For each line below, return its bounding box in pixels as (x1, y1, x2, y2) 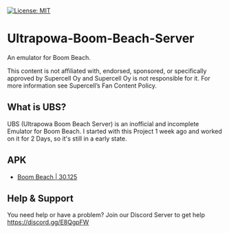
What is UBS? (7, 101, 67, 113)
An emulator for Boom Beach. (7, 53, 91, 61)
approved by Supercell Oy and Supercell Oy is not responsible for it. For (7, 74, 211, 82)
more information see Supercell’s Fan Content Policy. (7, 81, 157, 90)
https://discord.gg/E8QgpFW (7, 218, 89, 227)
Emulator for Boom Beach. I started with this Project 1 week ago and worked (7, 127, 222, 135)
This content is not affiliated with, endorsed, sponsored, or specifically (7, 66, 207, 75)
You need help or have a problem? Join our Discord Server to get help (7, 211, 205, 219)
